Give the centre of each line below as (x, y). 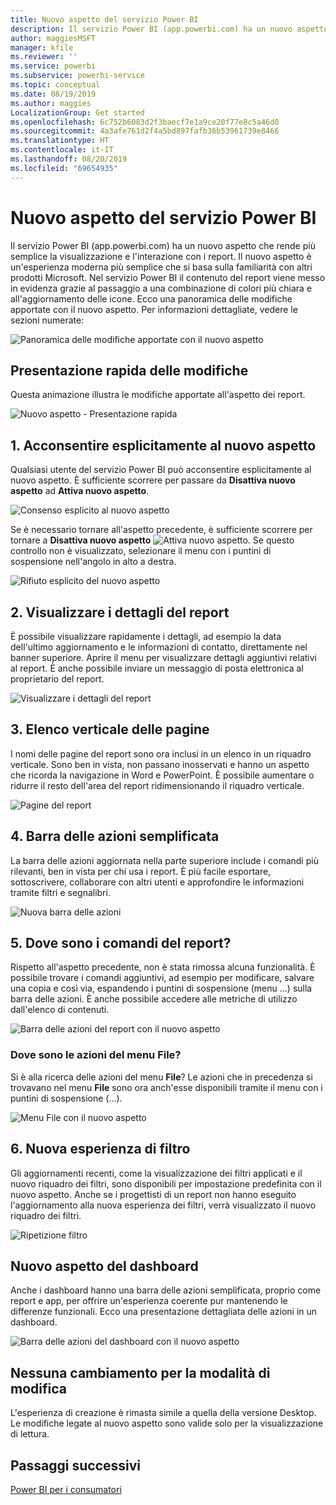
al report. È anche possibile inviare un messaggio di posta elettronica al (157, 668)
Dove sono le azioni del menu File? (96, 1055)
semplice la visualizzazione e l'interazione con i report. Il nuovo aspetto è (161, 256)
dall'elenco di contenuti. (60, 1010)
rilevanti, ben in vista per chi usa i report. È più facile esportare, (141, 871)
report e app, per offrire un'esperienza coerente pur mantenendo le (149, 1301)
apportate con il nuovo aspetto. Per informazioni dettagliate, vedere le (154, 309)
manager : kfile (42, 47)
